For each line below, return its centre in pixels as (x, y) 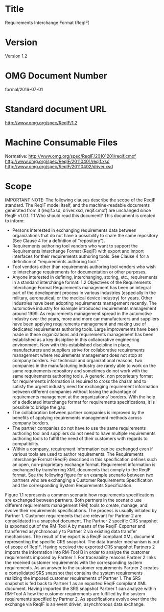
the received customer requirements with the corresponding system (74, 563)
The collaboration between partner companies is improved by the (78, 412)
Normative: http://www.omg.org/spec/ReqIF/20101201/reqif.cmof (70, 156)
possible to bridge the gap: (39, 407)
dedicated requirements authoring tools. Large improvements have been (85, 329)
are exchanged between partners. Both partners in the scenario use (73, 500)
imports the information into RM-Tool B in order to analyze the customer (78, 552)
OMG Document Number (56, 76)
